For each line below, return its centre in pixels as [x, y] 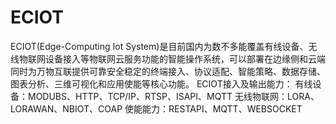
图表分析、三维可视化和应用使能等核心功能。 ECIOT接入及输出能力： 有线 [161, 83]
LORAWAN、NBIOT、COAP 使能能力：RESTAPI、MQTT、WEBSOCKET [156, 108]
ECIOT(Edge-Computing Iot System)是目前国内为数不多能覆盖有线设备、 [159, 46]
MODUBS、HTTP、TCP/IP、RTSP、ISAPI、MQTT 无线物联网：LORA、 [173, 96]
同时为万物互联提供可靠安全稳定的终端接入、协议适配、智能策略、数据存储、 [168, 71]
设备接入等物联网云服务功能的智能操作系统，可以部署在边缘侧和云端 [185, 58]
